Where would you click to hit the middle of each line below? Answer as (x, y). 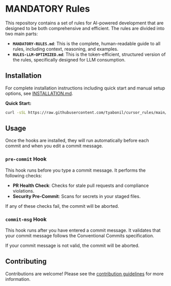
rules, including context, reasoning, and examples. (65, 49)
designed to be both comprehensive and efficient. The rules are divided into (85, 28)
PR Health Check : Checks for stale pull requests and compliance (81, 185)
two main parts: (22, 34)
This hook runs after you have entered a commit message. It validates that (83, 230)
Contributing (26, 261)
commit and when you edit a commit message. (54, 146)
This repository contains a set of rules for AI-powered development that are (84, 23)
